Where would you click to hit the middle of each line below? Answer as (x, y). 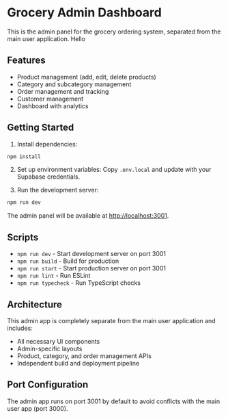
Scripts (23, 237)
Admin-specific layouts (49, 348)
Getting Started (41, 128)
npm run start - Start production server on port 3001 (91, 268)
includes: (20, 328)
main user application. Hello (46, 38)
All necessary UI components (58, 341)
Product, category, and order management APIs (84, 356)
